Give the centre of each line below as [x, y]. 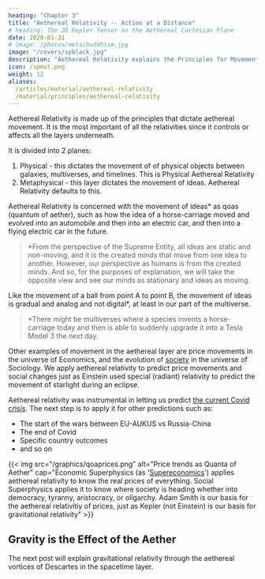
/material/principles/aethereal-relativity [88, 96]
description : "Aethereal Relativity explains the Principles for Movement [134, 60]
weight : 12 [26, 74]
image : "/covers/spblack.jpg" [58, 52]
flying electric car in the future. [58, 232]
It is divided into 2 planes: [50, 151]
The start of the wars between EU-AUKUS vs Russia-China [115, 424]
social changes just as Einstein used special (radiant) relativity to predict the [132, 376]
